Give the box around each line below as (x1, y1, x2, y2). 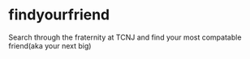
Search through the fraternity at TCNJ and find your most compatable (8, 32, 242, 42)
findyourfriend (8, 6, 110, 24)
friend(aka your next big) (8, 40, 92, 50)
